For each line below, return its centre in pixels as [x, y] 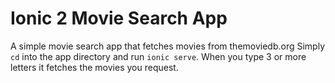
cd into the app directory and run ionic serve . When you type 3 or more [158, 56]
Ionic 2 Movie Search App [119, 18]
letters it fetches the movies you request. [94, 67]
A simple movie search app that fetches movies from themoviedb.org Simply [168, 46]
